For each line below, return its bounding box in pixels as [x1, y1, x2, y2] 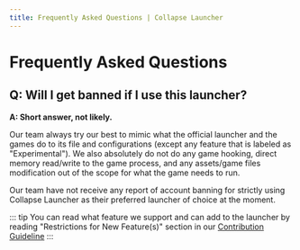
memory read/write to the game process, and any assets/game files [9, 157, 261, 168]
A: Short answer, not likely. [9, 112, 113, 122]
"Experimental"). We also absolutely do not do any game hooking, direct [9, 147, 277, 158]
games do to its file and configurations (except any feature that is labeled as [9, 138, 292, 149]
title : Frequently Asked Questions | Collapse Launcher [9, 13, 223, 22]
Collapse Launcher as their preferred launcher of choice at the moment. [9, 194, 277, 205]
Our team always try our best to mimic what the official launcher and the [9, 129, 277, 139]
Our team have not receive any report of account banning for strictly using [9, 184, 286, 195]
